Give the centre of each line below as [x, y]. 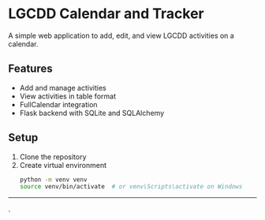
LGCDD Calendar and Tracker [106, 14]
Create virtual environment [63, 165]
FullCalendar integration [58, 104]
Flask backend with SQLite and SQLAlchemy [92, 113]
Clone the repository [53, 157]
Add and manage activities [63, 88]
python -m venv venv [53, 179]
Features [30, 69]
